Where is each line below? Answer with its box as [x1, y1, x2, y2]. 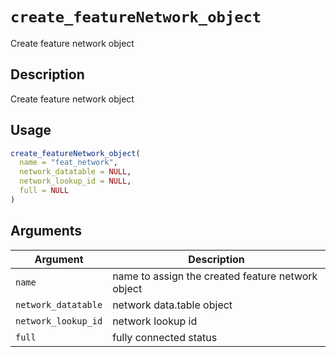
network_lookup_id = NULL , [19, 176, 132, 187]
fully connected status [112, 330, 218, 344]
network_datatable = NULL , [19, 167, 132, 177]
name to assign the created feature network [112, 269, 318, 283]
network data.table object [112, 298, 233, 312]
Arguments [10, 223, 83, 240]
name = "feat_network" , [19, 158, 118, 168]
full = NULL [19, 186, 70, 196]
